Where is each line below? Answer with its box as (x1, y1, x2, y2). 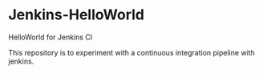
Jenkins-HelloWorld (8, 6, 144, 24)
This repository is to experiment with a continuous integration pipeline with (8, 47, 255, 57)
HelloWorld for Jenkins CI (8, 32, 93, 42)
